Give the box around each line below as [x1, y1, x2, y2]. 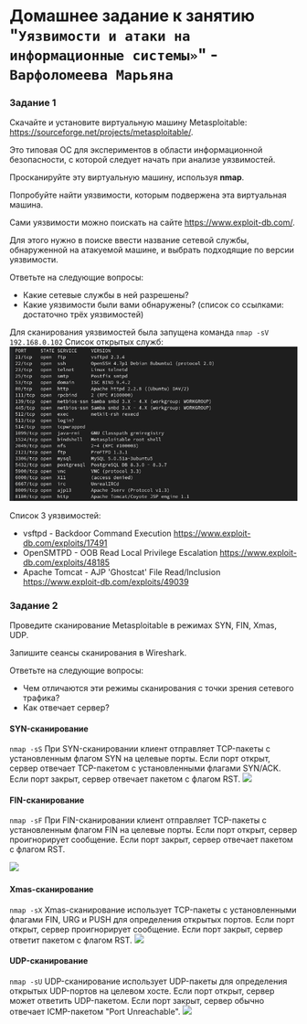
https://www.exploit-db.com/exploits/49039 [22, 576, 189, 587]
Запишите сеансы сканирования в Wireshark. [9, 646, 187, 658]
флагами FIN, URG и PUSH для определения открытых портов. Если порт [9, 913, 295, 924]
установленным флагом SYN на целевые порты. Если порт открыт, [9, 753, 271, 764]
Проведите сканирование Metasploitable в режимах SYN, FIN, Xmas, [9, 619, 277, 631]
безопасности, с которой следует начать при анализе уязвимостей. [9, 155, 276, 165]
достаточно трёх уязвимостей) [22, 309, 144, 320]
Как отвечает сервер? [22, 701, 110, 713]
